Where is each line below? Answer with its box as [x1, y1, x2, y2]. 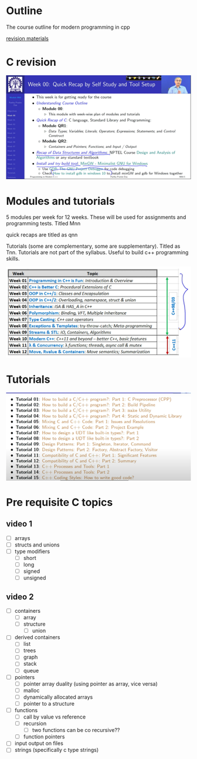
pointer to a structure [23, 700, 75, 707]
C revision [6, 56, 57, 69]
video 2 [6, 592, 34, 602]
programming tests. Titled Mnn [6, 220, 81, 227]
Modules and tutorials [6, 194, 116, 208]
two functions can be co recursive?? [32, 727, 120, 734]
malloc [23, 687, 40, 694]
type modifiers [14, 548, 50, 555]
